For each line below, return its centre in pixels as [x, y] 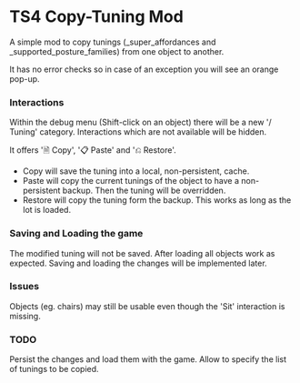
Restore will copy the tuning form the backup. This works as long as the [157, 200]
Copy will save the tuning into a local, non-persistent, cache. [136, 171]
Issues [25, 287]
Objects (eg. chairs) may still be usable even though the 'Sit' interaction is [147, 306]
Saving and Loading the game [76, 234]
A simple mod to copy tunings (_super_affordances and [113, 42]
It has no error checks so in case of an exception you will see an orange [144, 69]
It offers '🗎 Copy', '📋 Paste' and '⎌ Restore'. [93, 150]
